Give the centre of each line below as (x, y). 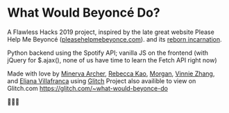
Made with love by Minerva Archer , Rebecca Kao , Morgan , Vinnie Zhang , (111, 73)
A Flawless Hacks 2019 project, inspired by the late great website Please (111, 32)
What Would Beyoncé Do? (84, 13)
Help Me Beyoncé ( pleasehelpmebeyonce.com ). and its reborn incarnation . (114, 39)
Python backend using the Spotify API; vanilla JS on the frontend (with (108, 53)
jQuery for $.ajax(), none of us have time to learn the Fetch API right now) (112, 60)
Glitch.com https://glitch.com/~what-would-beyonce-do (88, 88)
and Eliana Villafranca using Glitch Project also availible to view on (102, 80)
